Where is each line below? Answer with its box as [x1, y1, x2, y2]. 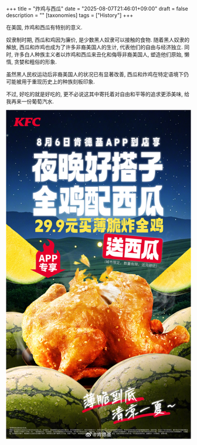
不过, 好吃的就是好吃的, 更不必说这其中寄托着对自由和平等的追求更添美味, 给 [6, 90, 189, 97]
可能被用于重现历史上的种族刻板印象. [6, 78, 96, 85]
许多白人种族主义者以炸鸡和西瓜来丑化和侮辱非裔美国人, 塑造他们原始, [13, 51, 183, 58]
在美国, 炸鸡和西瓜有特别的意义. [6, 24, 83, 31]
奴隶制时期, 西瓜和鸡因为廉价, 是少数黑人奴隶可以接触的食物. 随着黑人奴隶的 [6, 36, 189, 43]
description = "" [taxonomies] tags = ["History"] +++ [6, 12, 134, 19]
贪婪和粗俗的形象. [13, 58, 57, 65]
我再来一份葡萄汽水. [6, 98, 55, 104]
